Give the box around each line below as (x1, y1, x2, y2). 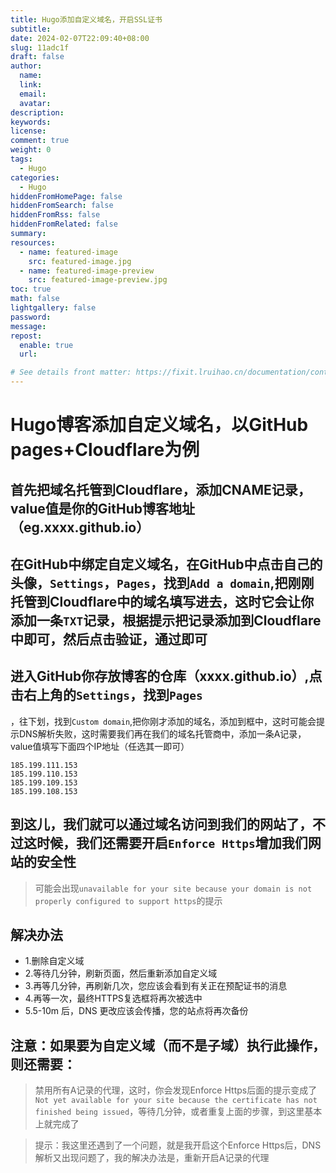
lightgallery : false (10, 303, 97, 313)
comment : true (10, 136, 70, 146)
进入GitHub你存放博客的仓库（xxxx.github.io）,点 (10, 668, 323, 685)
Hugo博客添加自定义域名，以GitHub (10, 414, 309, 436)
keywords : (10, 117, 52, 127)
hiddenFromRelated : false (10, 219, 118, 230)
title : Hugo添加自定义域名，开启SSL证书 (10, 14, 163, 25)
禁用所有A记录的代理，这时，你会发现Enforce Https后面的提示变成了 (34, 1084, 318, 1096)
